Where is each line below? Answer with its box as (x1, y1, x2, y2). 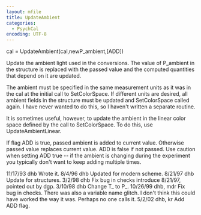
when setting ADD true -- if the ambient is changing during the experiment (6, 152, 190, 160)
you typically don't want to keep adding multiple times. (6, 158, 142, 166)
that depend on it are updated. (6, 72, 82, 79)
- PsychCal (11, 25, 39, 32)
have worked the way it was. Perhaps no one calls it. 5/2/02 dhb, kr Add (6, 196, 185, 203)
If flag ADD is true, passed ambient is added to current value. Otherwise (6, 139, 184, 146)
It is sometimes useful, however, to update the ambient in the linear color (6, 115, 186, 122)
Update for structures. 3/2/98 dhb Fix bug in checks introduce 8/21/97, (6, 176, 181, 184)
